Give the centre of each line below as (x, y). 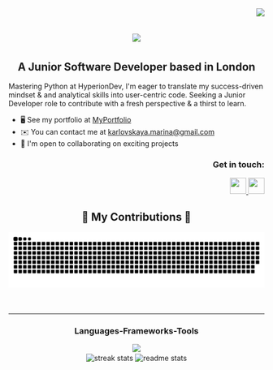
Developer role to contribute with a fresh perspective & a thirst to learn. (128, 103)
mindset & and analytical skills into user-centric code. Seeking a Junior (127, 95)
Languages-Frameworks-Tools (136, 330)
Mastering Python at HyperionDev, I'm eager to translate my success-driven (136, 86)
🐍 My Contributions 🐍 (136, 217)
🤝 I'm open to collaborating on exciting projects (99, 144)
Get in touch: (238, 164)
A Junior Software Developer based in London (136, 67)
